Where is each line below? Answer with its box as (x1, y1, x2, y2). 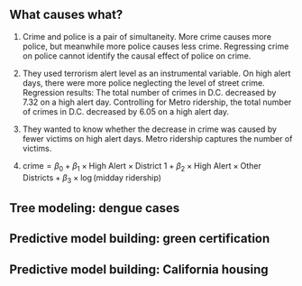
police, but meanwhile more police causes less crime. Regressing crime (22, 41, 289, 51)
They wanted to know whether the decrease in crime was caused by (22, 124, 278, 134)
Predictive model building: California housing (9, 262, 269, 277)
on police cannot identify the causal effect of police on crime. (22, 50, 252, 61)
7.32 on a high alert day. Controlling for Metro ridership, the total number (22, 97, 292, 107)
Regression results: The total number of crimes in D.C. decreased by (22, 87, 277, 97)
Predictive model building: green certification (9, 231, 270, 246)
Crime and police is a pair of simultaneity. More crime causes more (22, 31, 272, 42)
